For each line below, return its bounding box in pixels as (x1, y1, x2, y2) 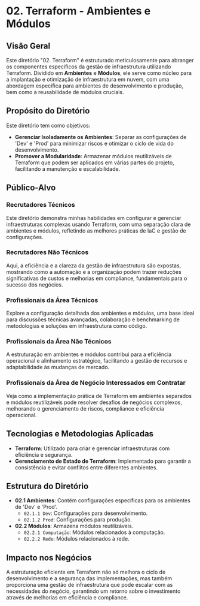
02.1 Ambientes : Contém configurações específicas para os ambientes (14, 497, 191, 504)
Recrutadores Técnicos (6, 201, 76, 209)
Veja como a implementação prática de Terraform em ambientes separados (6, 392, 192, 399)
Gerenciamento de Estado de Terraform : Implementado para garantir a (14, 457, 191, 465)
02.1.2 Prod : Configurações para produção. (23, 516, 133, 523)
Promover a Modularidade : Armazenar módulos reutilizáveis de (14, 152, 172, 159)
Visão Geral (6, 41, 51, 51)
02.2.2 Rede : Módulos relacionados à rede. (23, 535, 130, 542)
